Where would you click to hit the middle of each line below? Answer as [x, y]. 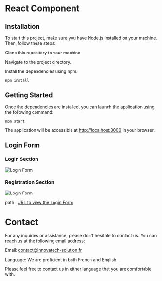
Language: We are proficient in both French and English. [61, 259]
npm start [15, 121]
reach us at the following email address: [45, 241]
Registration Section [30, 182]
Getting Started [29, 95]
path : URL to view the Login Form [39, 202]
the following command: [29, 112]
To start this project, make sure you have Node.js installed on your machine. [81, 38]
